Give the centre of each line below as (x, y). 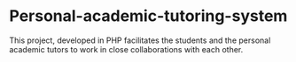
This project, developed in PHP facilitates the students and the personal (140, 40)
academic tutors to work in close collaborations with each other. (126, 49)
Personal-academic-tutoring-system (148, 16)
